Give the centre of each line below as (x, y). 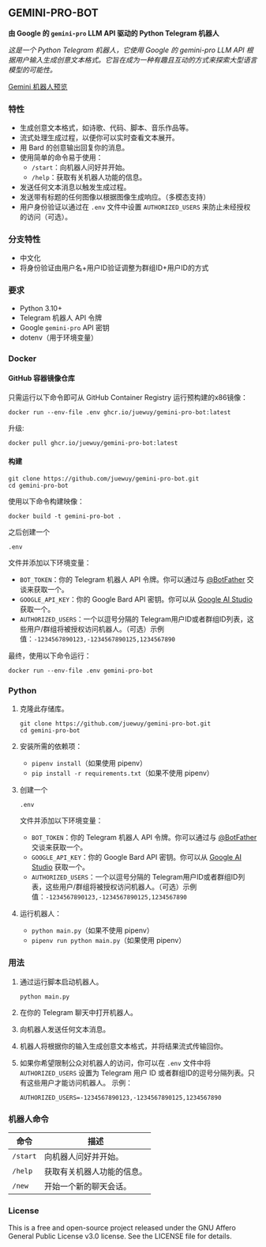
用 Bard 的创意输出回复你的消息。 (74, 148)
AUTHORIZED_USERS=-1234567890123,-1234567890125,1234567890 (120, 1097)
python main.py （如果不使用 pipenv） (92, 930)
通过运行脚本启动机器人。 (61, 982)
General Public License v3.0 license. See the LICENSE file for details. (120, 1236)
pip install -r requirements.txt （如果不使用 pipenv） (123, 773)
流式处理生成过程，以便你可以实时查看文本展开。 (99, 138)
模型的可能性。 (32, 70)
